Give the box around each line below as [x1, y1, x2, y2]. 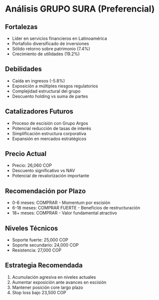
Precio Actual [5, 150, 47, 158]
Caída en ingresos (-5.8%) [12, 78, 65, 83]
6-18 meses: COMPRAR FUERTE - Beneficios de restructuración [12, 205, 141, 211]
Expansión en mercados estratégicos [12, 136, 86, 142]
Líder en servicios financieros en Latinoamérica [12, 35, 108, 41]
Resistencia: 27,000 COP [12, 247, 62, 253]
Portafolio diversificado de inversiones [12, 41, 89, 47]
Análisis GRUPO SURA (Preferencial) [5, 3, 155, 15]
